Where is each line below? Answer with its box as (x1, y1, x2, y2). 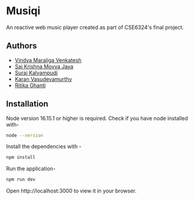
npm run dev (6, 176, 35, 183)
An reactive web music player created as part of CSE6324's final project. (6, 24, 185, 31)
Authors (6, 41, 37, 51)
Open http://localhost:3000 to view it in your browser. (6, 188, 137, 195)
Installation (6, 99, 48, 109)
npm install (6, 154, 35, 160)
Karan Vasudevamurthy (14, 75, 72, 82)
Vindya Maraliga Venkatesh (14, 56, 82, 63)
